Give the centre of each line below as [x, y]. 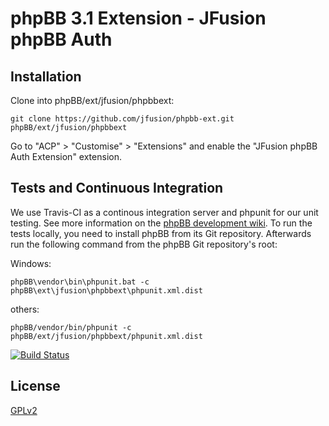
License [35, 386]
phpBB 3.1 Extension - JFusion [138, 18]
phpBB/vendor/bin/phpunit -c [71, 327]
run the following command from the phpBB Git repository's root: [144, 244]
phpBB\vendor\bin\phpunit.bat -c [80, 282]
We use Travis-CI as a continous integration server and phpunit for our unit [164, 212]
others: [25, 309]
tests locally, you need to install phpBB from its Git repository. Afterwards [161, 233]
